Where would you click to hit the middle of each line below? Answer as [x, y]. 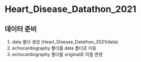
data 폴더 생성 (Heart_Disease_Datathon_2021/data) [65, 42]
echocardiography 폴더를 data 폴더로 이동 [54, 48]
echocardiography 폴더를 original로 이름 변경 [57, 54]
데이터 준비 [21, 29]
